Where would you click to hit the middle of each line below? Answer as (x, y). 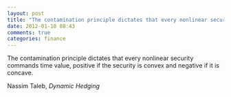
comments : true (29, 32)
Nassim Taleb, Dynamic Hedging (54, 86)
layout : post (26, 13)
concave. (20, 73)
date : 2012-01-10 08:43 (41, 26)
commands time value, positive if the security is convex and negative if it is (113, 66)
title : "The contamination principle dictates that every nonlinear (107, 20)
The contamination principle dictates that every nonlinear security (100, 58)
